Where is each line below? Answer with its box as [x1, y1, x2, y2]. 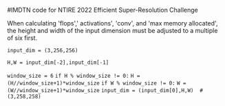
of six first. [7, 34, 38, 42]
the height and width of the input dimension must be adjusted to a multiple [7, 27, 218, 34]
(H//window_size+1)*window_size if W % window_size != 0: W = [7, 80, 186, 87]
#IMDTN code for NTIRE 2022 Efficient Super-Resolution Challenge [7, 6, 198, 14]
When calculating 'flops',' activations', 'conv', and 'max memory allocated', [7, 19, 218, 27]
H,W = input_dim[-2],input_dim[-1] [7, 59, 109, 66]
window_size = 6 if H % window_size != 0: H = [7, 72, 140, 79]
